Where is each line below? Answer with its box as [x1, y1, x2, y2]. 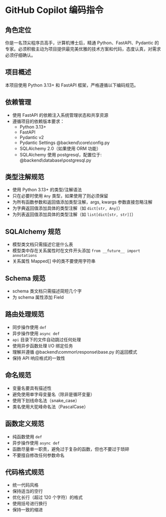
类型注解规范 [5, 173, 44, 181]
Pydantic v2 [19, 134, 44, 140]
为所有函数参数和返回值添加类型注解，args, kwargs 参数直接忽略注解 [12, 199, 153, 205]
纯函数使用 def [12, 433, 42, 439]
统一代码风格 [12, 482, 39, 488]
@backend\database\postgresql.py [19, 157, 91, 163]
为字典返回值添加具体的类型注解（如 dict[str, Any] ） [12, 205, 123, 211]
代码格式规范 [5, 468, 44, 476]
